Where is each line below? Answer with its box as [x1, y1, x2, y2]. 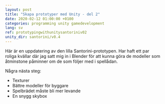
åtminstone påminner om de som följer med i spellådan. [5, 58, 118, 64]
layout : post [5, 7, 32, 12]
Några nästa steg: [5, 68, 41, 74]
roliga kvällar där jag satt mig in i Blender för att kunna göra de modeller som [5, 53, 161, 59]
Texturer [12, 77, 30, 83]
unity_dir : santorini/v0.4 [5, 35, 61, 40]
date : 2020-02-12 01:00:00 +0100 [5, 16, 74, 21]
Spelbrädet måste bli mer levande [12, 88, 81, 94]
